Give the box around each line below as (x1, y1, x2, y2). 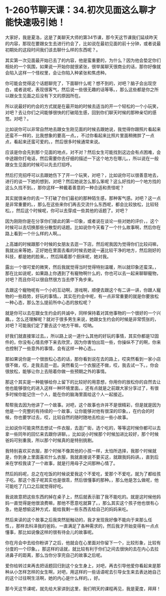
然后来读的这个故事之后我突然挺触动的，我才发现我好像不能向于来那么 (5, 517, 148, 522)
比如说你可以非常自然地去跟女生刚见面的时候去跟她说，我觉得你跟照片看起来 (5, 126, 161, 132)
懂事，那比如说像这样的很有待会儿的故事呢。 (5, 529, 96, 535)
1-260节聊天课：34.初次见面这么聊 (5, 4, 148, 16)
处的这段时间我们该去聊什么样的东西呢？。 (13, 47, 100, 53)
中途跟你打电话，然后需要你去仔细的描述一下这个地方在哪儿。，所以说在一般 (5, 155, 159, 161)
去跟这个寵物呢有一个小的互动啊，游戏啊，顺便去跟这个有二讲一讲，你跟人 (5, 287, 157, 293)
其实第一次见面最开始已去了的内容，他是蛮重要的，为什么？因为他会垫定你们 (5, 57, 161, 63)
